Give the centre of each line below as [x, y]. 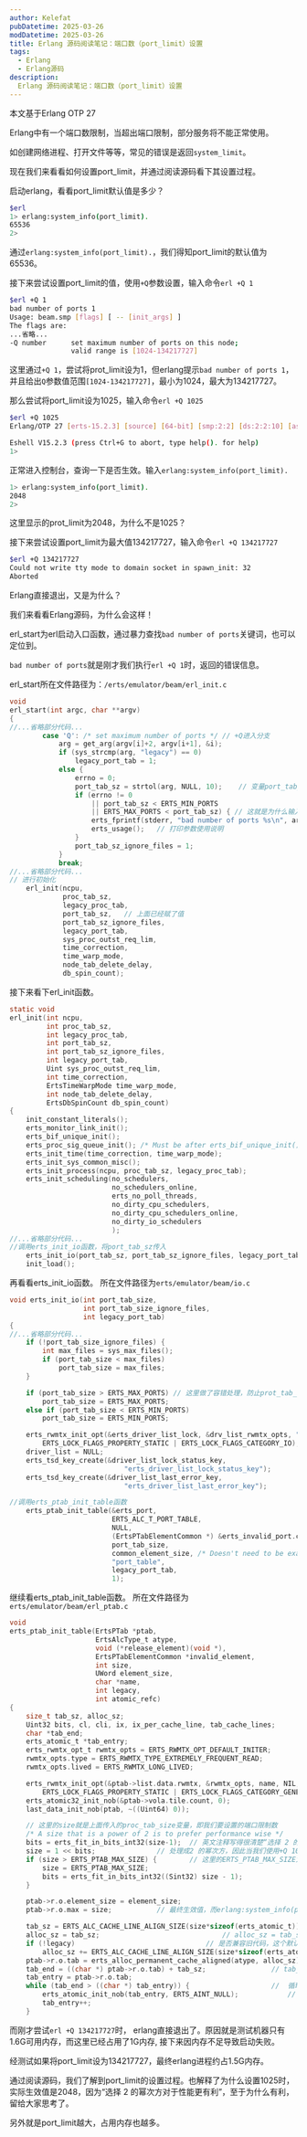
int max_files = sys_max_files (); [108, 1351]
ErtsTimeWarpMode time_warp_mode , [112, 1085]
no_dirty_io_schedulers [157, 1222]
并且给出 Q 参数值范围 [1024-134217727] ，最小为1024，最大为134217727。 [145, 381]
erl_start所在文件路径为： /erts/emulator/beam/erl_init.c [118, 684]
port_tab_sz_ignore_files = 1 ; [134, 846]
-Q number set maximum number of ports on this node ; [124, 343]
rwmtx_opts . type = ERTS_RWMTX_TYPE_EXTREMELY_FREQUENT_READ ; [144, 1759]
